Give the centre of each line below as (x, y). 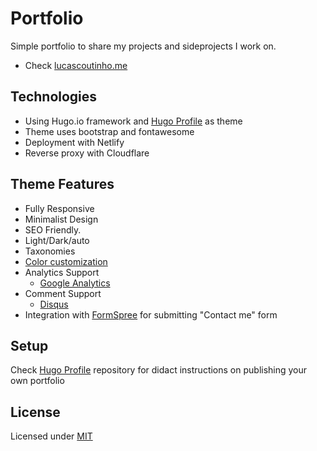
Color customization (66, 261)
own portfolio (37, 381)
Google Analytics (75, 283)
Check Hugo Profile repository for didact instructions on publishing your (159, 370)
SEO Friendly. (53, 229)
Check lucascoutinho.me (76, 65)
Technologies (54, 97)
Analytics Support (62, 272)
